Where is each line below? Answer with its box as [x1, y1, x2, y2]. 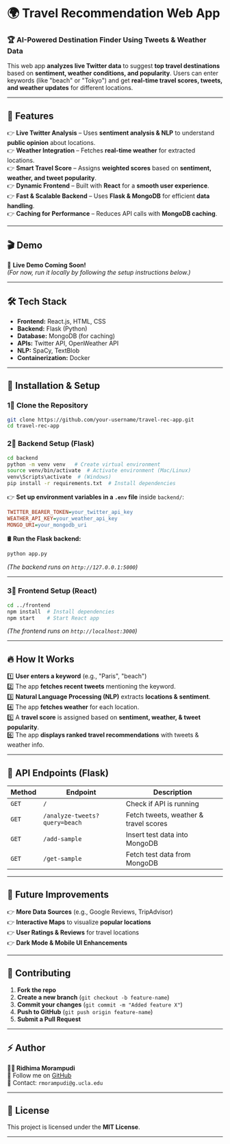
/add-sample [43, 835, 82, 843]
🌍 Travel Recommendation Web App [7, 5, 220, 21]
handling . [7, 202, 35, 210]
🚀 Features [7, 110, 54, 122]
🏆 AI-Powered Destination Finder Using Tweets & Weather [7, 35, 207, 45]
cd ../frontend [7, 602, 51, 609]
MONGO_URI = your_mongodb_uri [7, 521, 88, 528]
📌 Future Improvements [7, 889, 110, 901]
